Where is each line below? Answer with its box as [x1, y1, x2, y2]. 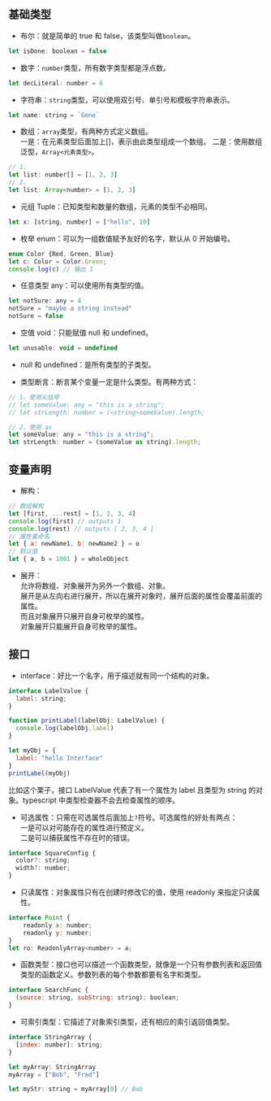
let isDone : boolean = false [8, 47, 107, 55]
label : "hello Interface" [15, 754, 104, 762]
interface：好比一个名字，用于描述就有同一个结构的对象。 [19, 670, 214, 681]
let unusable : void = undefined [8, 344, 118, 352]
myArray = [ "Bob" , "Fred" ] [8, 1070, 100, 1079]
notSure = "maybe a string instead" [8, 304, 132, 313]
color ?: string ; [15, 856, 71, 864]
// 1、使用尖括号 [8, 393, 59, 401]
